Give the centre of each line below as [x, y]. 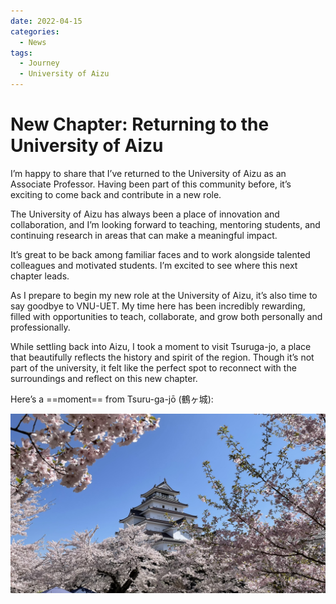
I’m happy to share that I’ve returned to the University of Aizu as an [148, 173]
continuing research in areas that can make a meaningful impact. [144, 235]
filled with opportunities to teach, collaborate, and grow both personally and [166, 316]
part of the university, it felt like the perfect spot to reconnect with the [153, 367]
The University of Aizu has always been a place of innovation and [145, 214]
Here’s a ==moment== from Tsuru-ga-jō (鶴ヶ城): [112, 399]
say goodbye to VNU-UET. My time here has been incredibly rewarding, [158, 306]
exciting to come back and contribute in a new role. [116, 194]
